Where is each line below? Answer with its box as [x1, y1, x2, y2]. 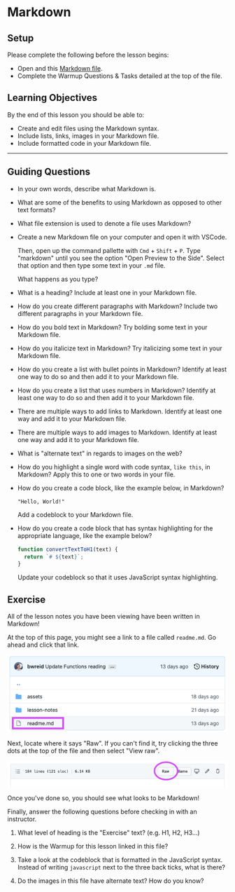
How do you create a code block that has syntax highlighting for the [17, 523, 213, 533]
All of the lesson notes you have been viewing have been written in [7, 612, 201, 621]
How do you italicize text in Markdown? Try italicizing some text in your [17, 344, 222, 352]
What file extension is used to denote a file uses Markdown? [17, 219, 192, 228]
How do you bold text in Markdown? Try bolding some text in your [17, 323, 208, 331]
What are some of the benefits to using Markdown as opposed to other [17, 198, 222, 207]
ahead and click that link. [7, 640, 79, 649]
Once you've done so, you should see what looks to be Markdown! [7, 794, 200, 802]
